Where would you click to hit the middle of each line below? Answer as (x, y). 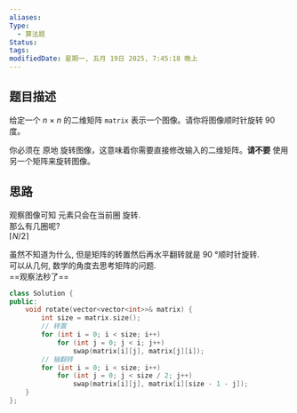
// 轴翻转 (57, 359)
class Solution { (41, 293)
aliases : (25, 17)
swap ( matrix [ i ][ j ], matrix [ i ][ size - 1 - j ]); (161, 384)
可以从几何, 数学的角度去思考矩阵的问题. (83, 265)
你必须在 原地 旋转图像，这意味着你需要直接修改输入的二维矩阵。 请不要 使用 (149, 150)
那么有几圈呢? (35, 226)
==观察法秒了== (39, 276)
